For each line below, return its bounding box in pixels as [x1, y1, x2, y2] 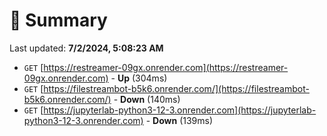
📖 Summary [9, 9, 108, 32]
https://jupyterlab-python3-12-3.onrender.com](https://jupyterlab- [43, 104, 317, 116]
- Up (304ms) [110, 72, 168, 84]
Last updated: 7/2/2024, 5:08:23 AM [9, 42, 164, 54]
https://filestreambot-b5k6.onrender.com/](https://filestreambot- [43, 82, 310, 94]
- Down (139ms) [145, 114, 214, 126]
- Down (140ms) [113, 93, 181, 105]
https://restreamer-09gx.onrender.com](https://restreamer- [43, 61, 289, 73]
